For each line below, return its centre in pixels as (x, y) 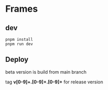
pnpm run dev (19, 44)
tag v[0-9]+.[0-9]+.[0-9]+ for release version (54, 82)
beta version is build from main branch (46, 72)
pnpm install (19, 39)
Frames (22, 9)
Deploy (17, 60)
